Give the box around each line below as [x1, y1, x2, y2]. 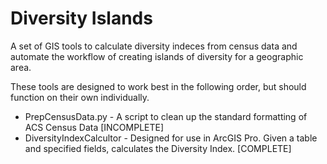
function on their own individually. [10, 91, 150, 103]
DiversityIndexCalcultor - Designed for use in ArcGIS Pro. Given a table [24, 132, 318, 144]
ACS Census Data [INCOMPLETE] [24, 121, 165, 133]
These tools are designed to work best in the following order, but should [10, 80, 307, 92]
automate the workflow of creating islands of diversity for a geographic [10, 50, 304, 62]
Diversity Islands [10, 7, 153, 30]
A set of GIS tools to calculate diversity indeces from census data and [10, 40, 298, 52]
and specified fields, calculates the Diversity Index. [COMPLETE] [24, 142, 292, 154]
